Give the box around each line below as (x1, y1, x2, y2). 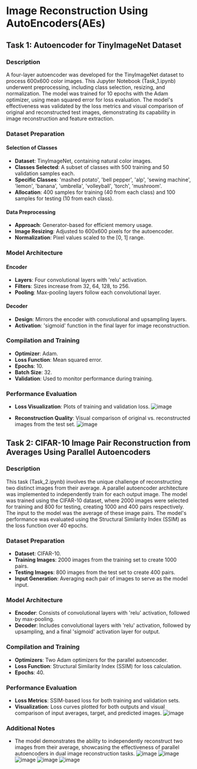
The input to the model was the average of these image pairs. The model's (6, 509, 187, 516)
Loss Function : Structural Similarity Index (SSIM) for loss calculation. (14, 662, 182, 669)
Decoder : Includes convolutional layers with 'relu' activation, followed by (14, 622, 191, 629)
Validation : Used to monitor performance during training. (14, 375, 153, 382)
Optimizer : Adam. (14, 349, 59, 357)
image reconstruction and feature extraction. (6, 115, 115, 122)
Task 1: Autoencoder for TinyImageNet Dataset (6, 40, 182, 50)
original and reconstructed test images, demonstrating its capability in (6, 108, 176, 115)
